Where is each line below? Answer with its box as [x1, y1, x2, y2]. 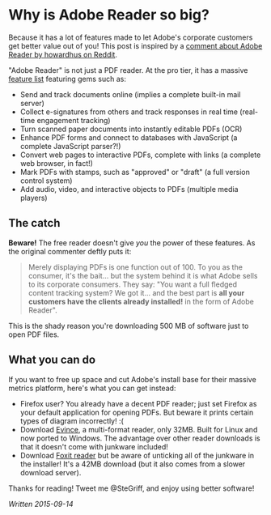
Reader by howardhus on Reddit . [8, 49, 117, 59]
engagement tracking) [36, 115, 111, 125]
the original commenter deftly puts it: [8, 246, 132, 256]
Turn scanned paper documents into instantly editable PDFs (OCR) [19, 124, 243, 134]
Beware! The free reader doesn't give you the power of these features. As [8, 237, 256, 248]
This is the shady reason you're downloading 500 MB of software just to [8, 321, 249, 330]
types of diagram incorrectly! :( [19, 415, 124, 426]
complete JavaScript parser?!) [19, 141, 121, 151]
